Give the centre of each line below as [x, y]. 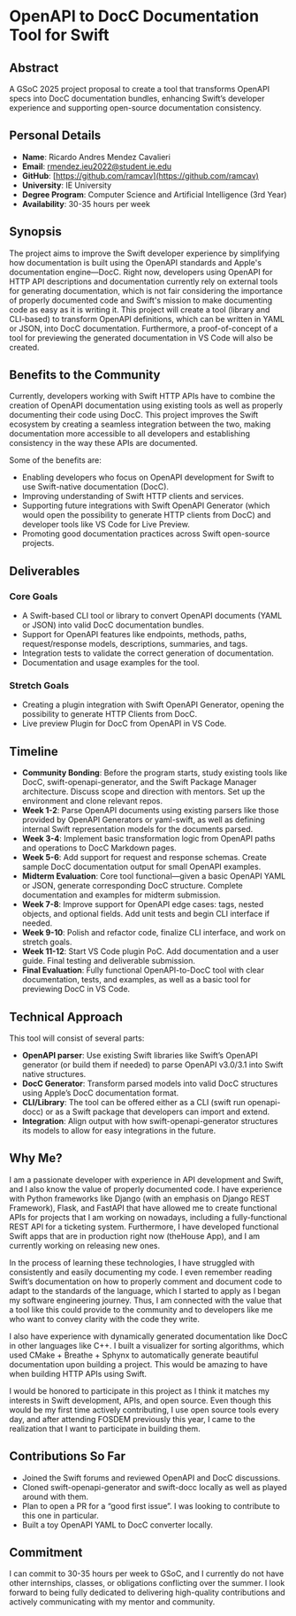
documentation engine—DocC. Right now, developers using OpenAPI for [141, 272]
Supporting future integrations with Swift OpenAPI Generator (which [146, 505]
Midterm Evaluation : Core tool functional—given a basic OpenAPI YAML [154, 876]
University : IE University [67, 185]
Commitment [46, 1553]
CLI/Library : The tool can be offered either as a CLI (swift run [133, 1103]
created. [24, 347]
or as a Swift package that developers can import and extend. [158, 1112]
